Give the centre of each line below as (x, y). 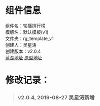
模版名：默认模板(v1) (27, 32)
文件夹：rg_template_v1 (30, 38)
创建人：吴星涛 (21, 45)
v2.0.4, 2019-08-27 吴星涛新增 (56, 98)
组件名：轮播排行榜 (25, 26)
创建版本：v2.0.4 (23, 51)
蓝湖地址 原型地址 (24, 57)
